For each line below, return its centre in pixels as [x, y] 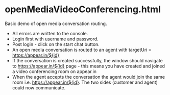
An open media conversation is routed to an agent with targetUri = [82, 50]
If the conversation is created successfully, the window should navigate [87, 60]
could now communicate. [39, 87]
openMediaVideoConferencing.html [83, 9]
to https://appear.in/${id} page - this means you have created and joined [89, 66]
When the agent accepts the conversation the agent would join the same [89, 77]
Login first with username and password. [55, 39]
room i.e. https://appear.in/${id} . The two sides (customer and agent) [85, 82]
